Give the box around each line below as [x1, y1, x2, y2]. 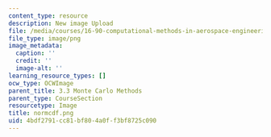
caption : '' [15, 49, 56, 57]
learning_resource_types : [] [8, 72, 106, 80]
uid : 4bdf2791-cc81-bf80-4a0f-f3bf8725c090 [8, 117, 157, 125]
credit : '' [15, 57, 52, 65]
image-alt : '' [15, 64, 63, 73]
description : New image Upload [8, 19, 114, 27]
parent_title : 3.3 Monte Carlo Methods [8, 86, 143, 95]
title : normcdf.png [8, 110, 74, 118]
